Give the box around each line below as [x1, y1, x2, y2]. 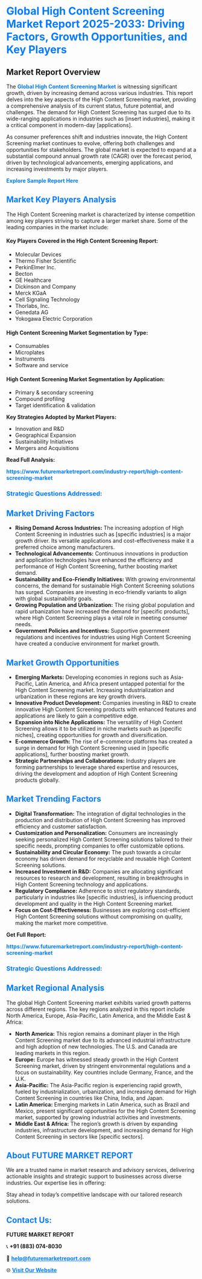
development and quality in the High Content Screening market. [14, 900, 174, 907]
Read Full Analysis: [6, 456, 55, 463]
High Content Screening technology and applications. [14, 880, 148, 888]
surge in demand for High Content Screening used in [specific [14, 744, 169, 751]
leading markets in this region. [14, 1049, 90, 1056]
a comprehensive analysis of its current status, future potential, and [6, 102, 174, 110]
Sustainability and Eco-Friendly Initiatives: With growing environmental [14, 576, 196, 583]
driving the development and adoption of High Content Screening [14, 770, 178, 777]
